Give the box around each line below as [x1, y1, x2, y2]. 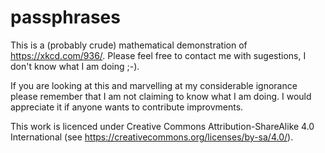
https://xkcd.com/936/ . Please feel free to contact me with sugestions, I [10, 49, 307, 61]
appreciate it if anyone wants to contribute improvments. [10, 101, 244, 113]
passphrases [10, 6, 121, 29]
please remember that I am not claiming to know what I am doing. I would [10, 90, 312, 102]
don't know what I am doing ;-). [10, 60, 140, 72]
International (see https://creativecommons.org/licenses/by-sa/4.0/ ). [10, 131, 294, 143]
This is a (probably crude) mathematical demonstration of [10, 39, 248, 51]
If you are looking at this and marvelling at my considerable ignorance [10, 79, 298, 91]
